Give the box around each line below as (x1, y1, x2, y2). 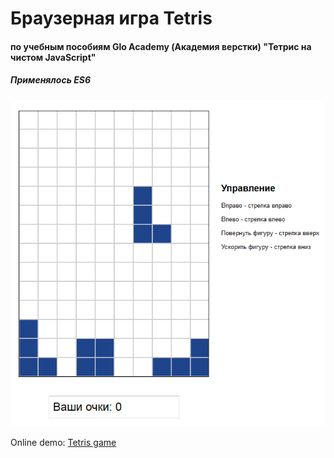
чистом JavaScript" (10, 51, 97, 63)
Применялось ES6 (10, 74, 92, 86)
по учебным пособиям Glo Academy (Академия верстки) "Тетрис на (10, 40, 312, 52)
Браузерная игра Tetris (10, 7, 213, 30)
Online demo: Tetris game (10, 437, 117, 449)
